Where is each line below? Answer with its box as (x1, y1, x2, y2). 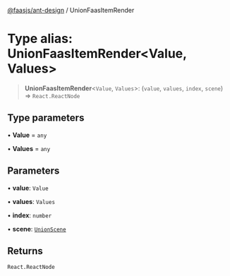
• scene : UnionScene (7, 224, 66, 233)
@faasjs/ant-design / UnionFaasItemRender (7, 6, 135, 14)
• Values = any (7, 144, 51, 152)
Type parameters (7, 112, 85, 124)
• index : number (7, 211, 52, 220)
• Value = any (7, 131, 47, 139)
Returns (7, 245, 44, 257)
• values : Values (7, 197, 55, 205)
